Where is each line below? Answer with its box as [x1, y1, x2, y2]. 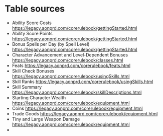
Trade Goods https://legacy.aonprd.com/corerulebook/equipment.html [12, 110, 158, 116]
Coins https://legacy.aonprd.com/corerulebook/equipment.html [12, 105, 143, 111]
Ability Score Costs [12, 20, 52, 26]
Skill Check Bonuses [12, 67, 55, 74]
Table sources [5, 3, 65, 15]
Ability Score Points [12, 30, 53, 36]
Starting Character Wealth [12, 94, 66, 101]
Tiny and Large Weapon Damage [12, 116, 80, 122]
